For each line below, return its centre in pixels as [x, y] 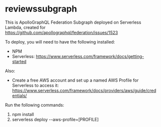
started [19, 61]
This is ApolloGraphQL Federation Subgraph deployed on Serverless [73, 22]
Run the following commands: [35, 105]
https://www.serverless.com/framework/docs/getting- [90, 56]
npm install [23, 114]
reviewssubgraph [41, 9]
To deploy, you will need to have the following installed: [60, 42]
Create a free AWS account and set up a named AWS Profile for [75, 80]
